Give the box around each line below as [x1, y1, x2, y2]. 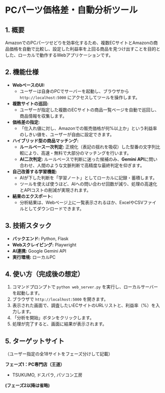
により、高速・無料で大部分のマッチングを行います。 [24, 150, 132, 156]
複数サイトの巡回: [12, 100, 49, 106]
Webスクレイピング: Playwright [12, 242, 76, 248]
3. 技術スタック [5, 221, 52, 230]
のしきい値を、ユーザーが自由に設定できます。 [19, 131, 114, 137]
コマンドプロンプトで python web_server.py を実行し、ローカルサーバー [12, 284, 159, 290]
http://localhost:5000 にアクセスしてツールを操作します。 [19, 94, 140, 100]
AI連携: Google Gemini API [12, 248, 66, 254]
